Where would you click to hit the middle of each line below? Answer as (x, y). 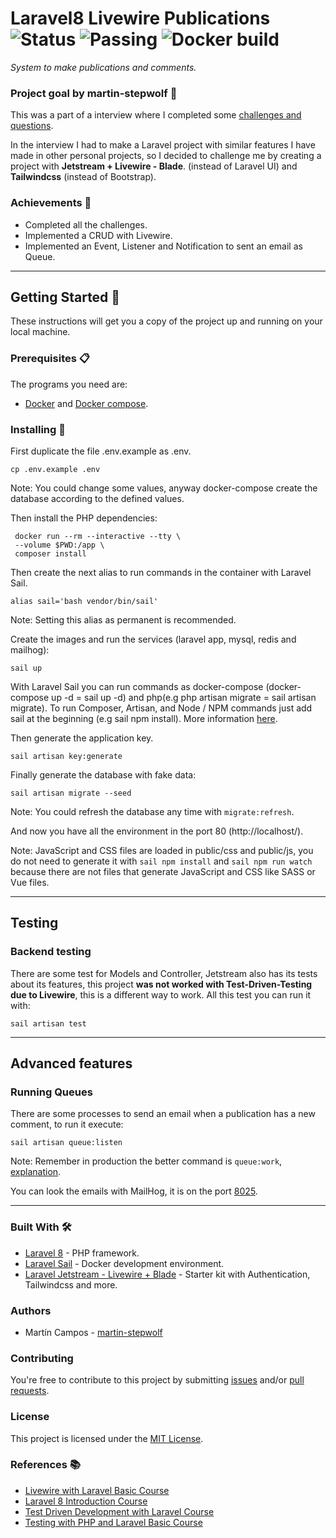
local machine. (40, 332)
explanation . (36, 1172)
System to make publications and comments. (103, 67)
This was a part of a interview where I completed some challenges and (156, 115)
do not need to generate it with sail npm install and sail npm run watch (161, 861)
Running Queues (51, 1092)
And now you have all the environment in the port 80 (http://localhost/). (157, 831)
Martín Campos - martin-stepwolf (93, 1332)
